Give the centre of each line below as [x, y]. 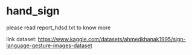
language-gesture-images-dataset [49, 45]
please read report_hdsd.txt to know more [59, 27]
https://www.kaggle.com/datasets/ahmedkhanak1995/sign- [112, 39]
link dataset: [21, 39]
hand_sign [33, 11]
